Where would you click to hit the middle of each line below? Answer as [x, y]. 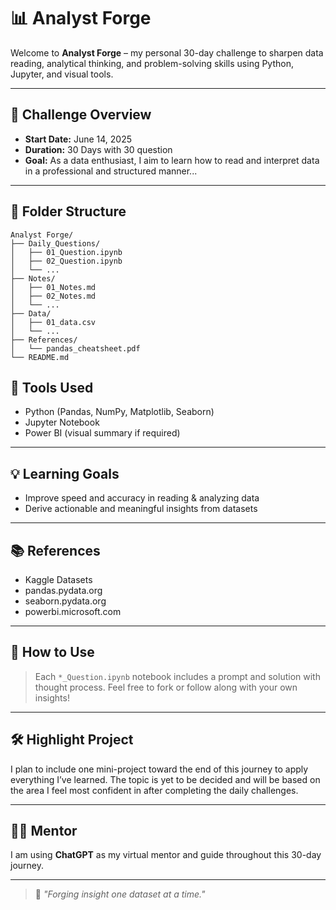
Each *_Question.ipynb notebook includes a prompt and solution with [177, 676]
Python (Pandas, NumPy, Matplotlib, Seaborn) [119, 412]
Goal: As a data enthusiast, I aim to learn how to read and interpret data [172, 160]
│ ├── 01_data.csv [53, 322]
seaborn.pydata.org [65, 601]
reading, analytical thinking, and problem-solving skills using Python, [152, 63]
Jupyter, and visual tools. [62, 74]
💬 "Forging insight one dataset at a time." [120, 894]
